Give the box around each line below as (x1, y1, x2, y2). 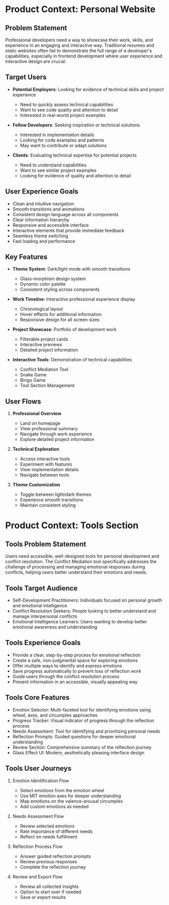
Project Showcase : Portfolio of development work (12, 327, 117, 333)
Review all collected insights (20, 883, 79, 889)
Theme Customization (12, 482, 60, 488)
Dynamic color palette (20, 281, 66, 287)
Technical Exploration (12, 446, 59, 452)
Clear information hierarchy (12, 217, 69, 223)
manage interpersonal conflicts (12, 613, 77, 619)
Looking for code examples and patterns (20, 137, 105, 143)
